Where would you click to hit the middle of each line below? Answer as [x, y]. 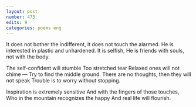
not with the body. [28, 57]
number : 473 [21, 17]
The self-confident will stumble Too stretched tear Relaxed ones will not [93, 68]
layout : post [22, 11]
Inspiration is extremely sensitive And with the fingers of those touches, [93, 92]
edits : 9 [17, 22]
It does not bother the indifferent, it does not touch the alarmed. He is [90, 44]
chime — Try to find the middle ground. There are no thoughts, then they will [99, 74]
